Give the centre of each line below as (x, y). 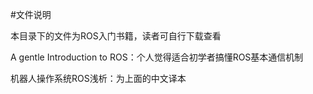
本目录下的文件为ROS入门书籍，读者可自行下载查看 (116, 36)
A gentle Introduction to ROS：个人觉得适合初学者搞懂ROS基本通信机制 (157, 57)
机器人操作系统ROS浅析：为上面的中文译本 (98, 78)
